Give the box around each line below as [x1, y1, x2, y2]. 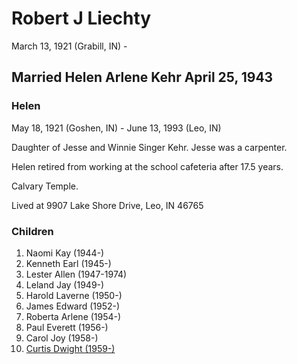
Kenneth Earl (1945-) [25, 257, 112, 269]
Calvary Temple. [11, 180, 79, 192]
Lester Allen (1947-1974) [25, 268, 128, 280]
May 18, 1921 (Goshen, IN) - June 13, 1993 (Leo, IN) [11, 122, 222, 134]
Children [11, 224, 54, 238]
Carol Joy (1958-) [25, 332, 99, 344]
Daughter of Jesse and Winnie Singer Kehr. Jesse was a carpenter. [11, 141, 288, 153]
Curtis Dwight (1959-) [25, 342, 116, 354]
